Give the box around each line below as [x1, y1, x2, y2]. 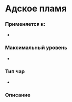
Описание [5, 92, 31, 98]
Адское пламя [5, 3, 67, 14]
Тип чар [5, 68, 25, 75]
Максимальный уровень [5, 44, 68, 51]
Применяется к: [5, 21, 46, 28]
